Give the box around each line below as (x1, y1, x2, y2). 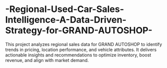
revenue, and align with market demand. (5, 57, 89, 63)
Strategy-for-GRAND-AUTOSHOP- (5, 25, 152, 36)
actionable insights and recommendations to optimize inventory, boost (5, 51, 151, 58)
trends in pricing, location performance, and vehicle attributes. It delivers (5, 46, 157, 52)
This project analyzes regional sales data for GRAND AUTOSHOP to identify (5, 41, 162, 47)
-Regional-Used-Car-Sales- (5, 3, 125, 15)
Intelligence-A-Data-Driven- (5, 14, 127, 25)
